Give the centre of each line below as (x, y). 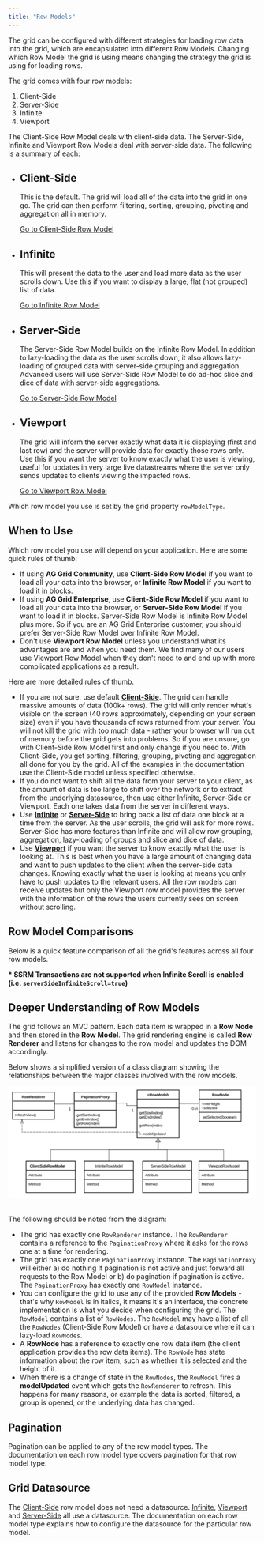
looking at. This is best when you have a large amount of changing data (136, 856)
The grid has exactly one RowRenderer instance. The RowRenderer (124, 1235)
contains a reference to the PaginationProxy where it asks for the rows (134, 1243)
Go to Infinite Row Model (59, 305)
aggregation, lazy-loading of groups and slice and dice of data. (122, 839)
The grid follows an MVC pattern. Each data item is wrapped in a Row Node (131, 1027)
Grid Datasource (49, 1488)
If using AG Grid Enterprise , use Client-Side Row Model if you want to (134, 599)
